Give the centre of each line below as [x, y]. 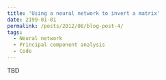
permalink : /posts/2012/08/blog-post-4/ [66, 26]
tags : [15, 32]
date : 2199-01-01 [32, 20]
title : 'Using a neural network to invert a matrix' [84, 13]
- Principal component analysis [59, 45]
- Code [23, 52]
